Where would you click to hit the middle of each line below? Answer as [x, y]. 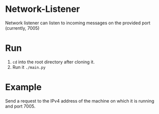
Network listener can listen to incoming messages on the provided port [78, 23]
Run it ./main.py [29, 67]
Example [23, 87]
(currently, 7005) [22, 28]
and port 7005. [20, 106]
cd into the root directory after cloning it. [53, 62]
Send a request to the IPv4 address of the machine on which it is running [80, 101]
